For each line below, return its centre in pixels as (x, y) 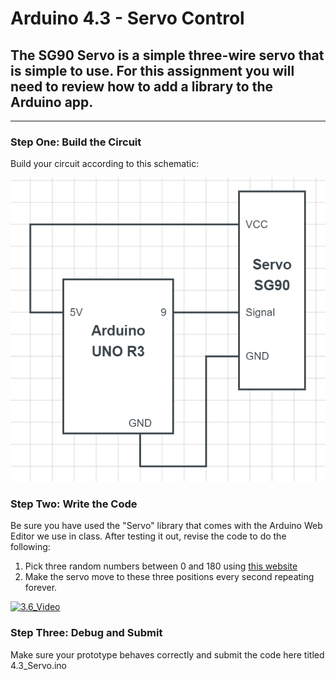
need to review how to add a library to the (142, 86)
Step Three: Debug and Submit (86, 633)
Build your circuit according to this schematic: (105, 164)
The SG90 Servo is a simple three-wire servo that (167, 55)
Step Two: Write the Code (74, 504)
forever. (41, 588)
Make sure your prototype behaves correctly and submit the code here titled (167, 654)
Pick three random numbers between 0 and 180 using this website (161, 566)
